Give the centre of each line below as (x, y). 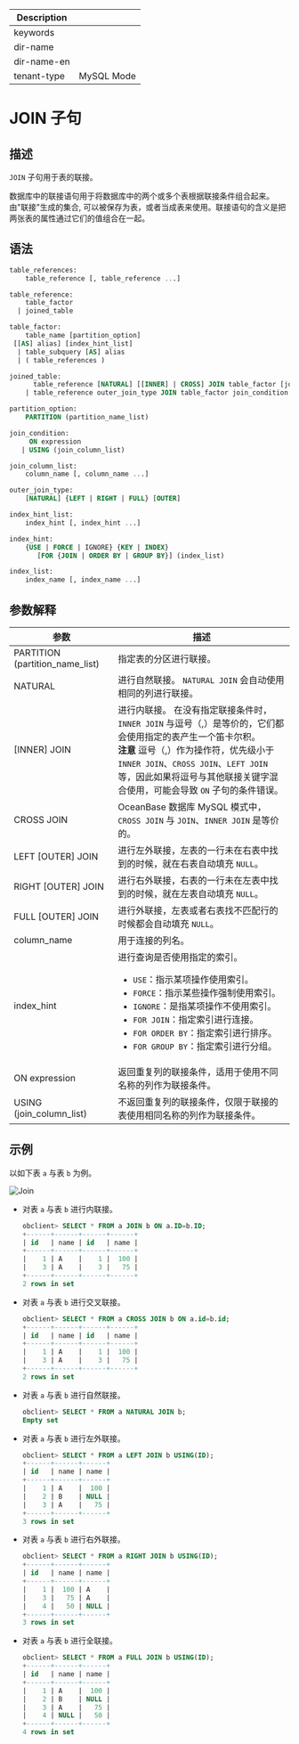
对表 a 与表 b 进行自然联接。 (73, 1395)
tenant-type (39, 76)
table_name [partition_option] (83, 336)
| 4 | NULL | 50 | (66, 1715)
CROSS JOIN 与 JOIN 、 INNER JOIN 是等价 (198, 820)
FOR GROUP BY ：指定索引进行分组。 (205, 1046)
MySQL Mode (107, 76)
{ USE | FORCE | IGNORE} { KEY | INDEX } (97, 547)
